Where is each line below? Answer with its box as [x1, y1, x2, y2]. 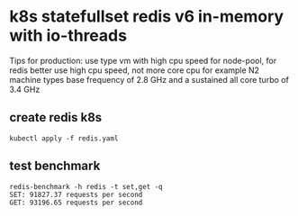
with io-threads [9, 25, 128, 46]
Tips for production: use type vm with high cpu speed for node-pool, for [9, 55, 277, 66]
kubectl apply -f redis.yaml [9, 133, 119, 143]
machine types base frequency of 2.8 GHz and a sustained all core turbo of [9, 74, 290, 85]
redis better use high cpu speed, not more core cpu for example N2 [9, 65, 259, 76]
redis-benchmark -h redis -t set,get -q [9, 182, 164, 191]
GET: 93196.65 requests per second [9, 198, 143, 207]
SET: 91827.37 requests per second [9, 190, 143, 199]
